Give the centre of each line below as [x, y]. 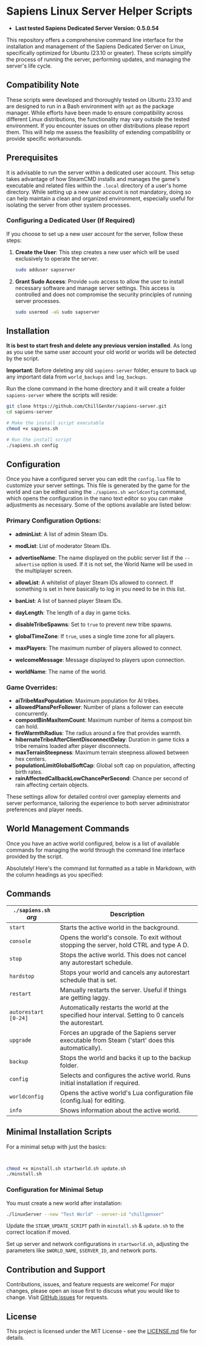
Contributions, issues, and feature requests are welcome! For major [90, 1284]
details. [15, 1338]
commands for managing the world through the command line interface [96, 850]
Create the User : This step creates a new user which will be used [97, 252]
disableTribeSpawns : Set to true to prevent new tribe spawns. [93, 624]
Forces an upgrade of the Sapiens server [118, 1033]
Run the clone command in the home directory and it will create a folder [96, 389]
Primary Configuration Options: [54, 521]
